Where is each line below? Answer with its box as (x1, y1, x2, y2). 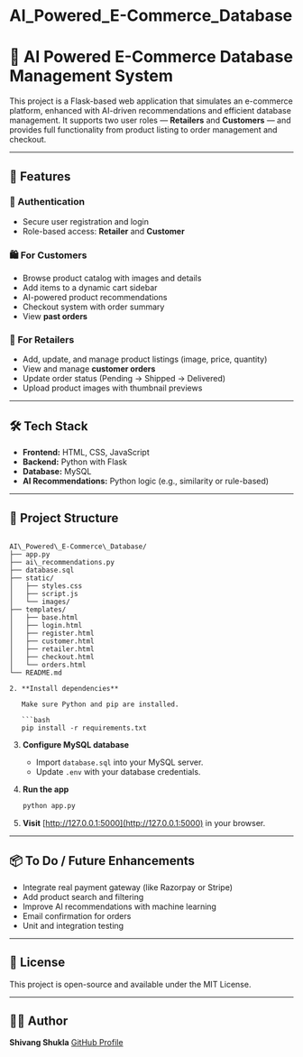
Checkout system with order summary (22, 301, 165, 312)
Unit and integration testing (22, 920, 124, 931)
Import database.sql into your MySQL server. (35, 757, 204, 767)
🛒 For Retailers (9, 334, 75, 346)
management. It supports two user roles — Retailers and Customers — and (9, 115, 291, 126)
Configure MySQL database (22, 740, 129, 750)
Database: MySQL (22, 466, 92, 477)
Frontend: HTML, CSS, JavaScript (22, 447, 151, 458)
